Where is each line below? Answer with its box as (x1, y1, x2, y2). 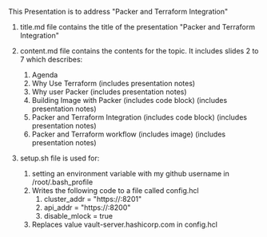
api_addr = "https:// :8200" (43, 203, 131, 212)
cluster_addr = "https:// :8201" (43, 195, 142, 203)
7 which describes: (19, 55, 83, 64)
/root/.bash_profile (31, 177, 94, 187)
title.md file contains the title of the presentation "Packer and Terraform (19, 22, 256, 31)
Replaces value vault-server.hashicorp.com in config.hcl (31, 219, 218, 229)
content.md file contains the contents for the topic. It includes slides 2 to (19, 46, 259, 55)
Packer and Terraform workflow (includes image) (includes (31, 129, 226, 139)
